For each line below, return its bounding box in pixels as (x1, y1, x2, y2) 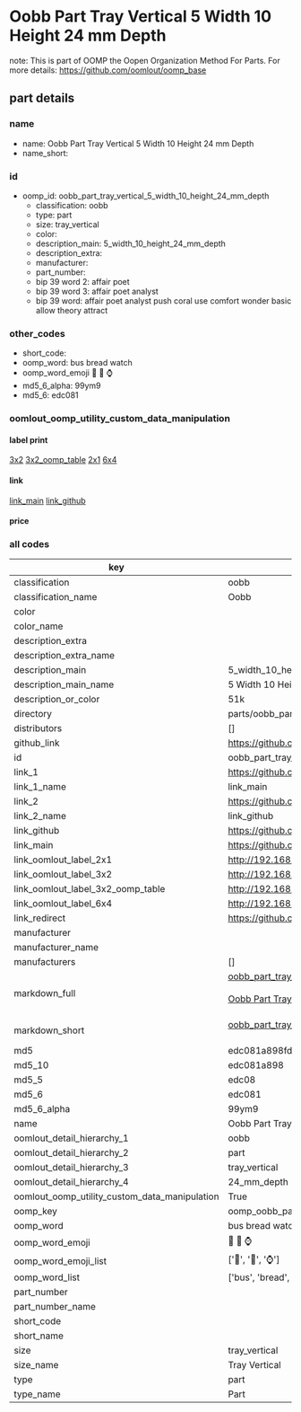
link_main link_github (9, 495, 87, 506)
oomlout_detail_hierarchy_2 (13, 1147, 129, 1160)
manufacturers (13, 956, 76, 968)
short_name (13, 1329, 64, 1342)
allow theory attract (35, 304, 108, 315)
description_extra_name (13, 649, 115, 662)
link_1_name (13, 781, 67, 793)
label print (9, 434, 48, 446)
